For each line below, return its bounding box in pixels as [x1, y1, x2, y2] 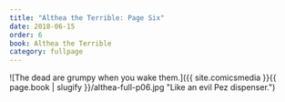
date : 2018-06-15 [9, 22, 76, 31]
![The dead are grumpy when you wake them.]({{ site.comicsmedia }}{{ [9, 72, 277, 83]
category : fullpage [9, 47, 84, 56]
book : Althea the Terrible [9, 38, 112, 48]
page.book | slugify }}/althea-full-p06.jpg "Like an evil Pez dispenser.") [9, 82, 276, 93]
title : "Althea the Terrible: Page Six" [9, 13, 166, 23]
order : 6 [9, 30, 43, 39]
